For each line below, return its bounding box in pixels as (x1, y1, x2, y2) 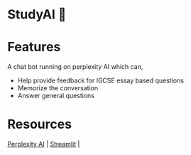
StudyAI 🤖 (7, 6, 67, 23)
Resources (7, 117, 72, 132)
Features (7, 39, 61, 55)
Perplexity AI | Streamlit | (7, 140, 80, 149)
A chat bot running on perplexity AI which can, (7, 63, 143, 71)
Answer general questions (17, 92, 94, 100)
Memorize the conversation (17, 84, 99, 92)
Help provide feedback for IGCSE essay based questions (17, 76, 185, 85)
